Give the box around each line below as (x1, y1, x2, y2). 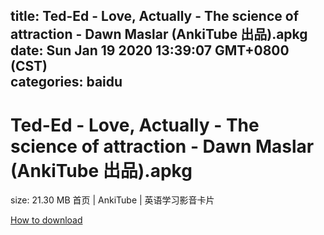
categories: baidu (10, 74, 123, 91)
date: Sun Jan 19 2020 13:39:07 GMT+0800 (10, 42, 290, 59)
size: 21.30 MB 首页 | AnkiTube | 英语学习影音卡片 (10, 194, 215, 206)
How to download (10, 214, 83, 226)
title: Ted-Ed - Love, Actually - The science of (10, 8, 300, 25)
